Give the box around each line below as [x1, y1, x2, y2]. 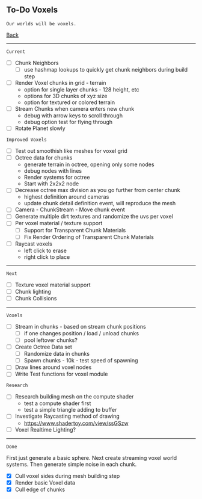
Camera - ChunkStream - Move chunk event [14, 206, 125, 213]
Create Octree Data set [14, 343, 72, 351]
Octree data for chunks [14, 154, 73, 161]
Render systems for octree [23, 174, 90, 181]
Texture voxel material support [14, 281, 91, 288]
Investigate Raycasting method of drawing [14, 412, 120, 420]
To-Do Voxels [6, 5, 58, 15]
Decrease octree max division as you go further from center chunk [14, 187, 180, 194]
